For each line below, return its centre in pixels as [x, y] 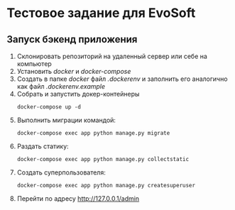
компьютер [34, 64]
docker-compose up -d [49, 107]
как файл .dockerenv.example [61, 86]
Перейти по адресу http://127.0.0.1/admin [78, 199]
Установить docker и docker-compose [74, 71]
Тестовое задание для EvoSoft [101, 13]
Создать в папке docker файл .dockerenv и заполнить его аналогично [122, 79]
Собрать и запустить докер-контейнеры [78, 94]
